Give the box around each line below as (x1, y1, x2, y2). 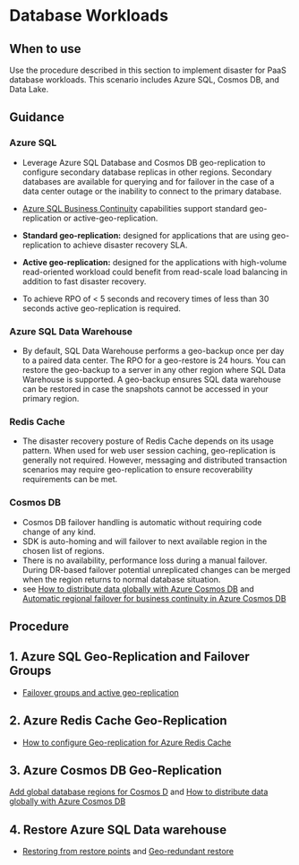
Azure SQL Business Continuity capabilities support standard (21, 203, 248, 213)
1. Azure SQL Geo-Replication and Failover (9, 649, 251, 664)
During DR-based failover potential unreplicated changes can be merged (21, 564, 291, 575)
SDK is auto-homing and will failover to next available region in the (21, 535, 268, 547)
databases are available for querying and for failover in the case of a (21, 176, 275, 186)
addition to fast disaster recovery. (21, 275, 147, 287)
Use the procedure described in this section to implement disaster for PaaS (9, 65, 286, 75)
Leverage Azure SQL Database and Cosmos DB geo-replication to (21, 157, 266, 168)
